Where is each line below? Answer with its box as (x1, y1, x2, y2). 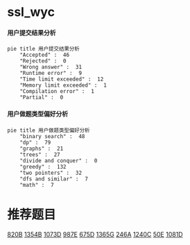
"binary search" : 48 (19, 133, 85, 140)
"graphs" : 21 (19, 145, 64, 152)
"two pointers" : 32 (19, 169, 82, 176)
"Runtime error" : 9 (19, 70, 82, 77)
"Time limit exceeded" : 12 (19, 76, 104, 83)
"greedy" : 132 (19, 163, 67, 170)
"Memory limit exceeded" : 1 (19, 82, 107, 89)
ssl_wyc (7, 4, 55, 20)
